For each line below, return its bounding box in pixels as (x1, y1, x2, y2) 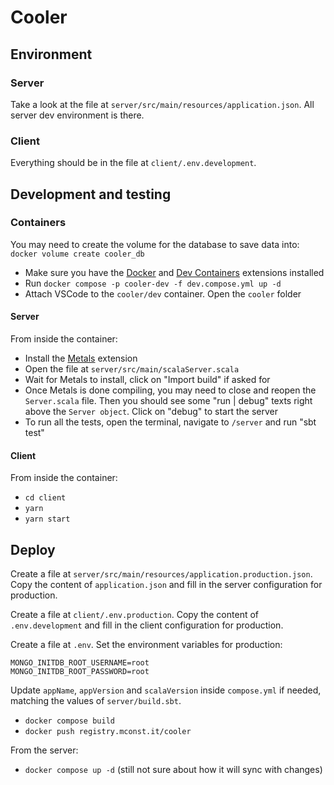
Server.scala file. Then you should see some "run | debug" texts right (24, 395, 313, 407)
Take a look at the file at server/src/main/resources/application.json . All (10, 98, 315, 110)
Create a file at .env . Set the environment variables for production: (10, 639, 283, 651)
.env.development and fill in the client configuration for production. (10, 619, 284, 631)
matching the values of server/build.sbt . (10, 695, 182, 707)
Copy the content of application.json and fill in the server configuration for (10, 579, 323, 591)
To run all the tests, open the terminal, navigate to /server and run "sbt (24, 416, 317, 428)
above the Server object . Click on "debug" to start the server (24, 406, 278, 418)
